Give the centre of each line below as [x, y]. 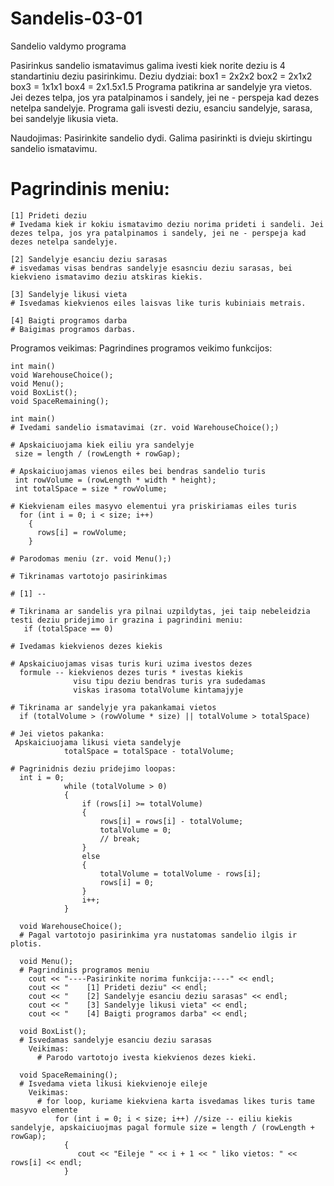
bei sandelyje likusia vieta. [64, 118]
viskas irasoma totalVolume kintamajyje [158, 690]
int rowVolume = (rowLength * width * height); [115, 480]
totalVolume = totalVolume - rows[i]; [180, 873]
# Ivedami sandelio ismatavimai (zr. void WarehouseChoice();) [145, 427]
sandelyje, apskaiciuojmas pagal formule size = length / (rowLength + [162, 1127]
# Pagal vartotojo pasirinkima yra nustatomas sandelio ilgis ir [158, 935]
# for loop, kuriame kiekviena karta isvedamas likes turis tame [175, 1101]
